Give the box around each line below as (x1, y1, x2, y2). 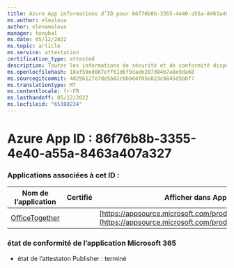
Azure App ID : (7, 131, 93, 147)
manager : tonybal (7, 29, 58, 37)
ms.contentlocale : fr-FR (7, 88, 79, 95)
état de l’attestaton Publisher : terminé (17, 254, 127, 262)
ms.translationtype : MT (7, 81, 77, 88)
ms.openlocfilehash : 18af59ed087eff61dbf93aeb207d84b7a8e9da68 (7, 68, 195, 75)
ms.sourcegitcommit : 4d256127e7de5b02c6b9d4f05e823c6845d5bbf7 (7, 74, 195, 82)
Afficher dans (164, 193, 211, 203)
